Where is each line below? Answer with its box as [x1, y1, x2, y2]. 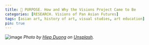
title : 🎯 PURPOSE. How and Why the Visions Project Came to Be [5, 7, 136, 12]
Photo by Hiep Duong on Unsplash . [23, 34, 94, 40]
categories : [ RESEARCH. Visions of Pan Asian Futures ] [5, 12, 119, 17]
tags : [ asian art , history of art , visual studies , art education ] [5, 16, 145, 21]
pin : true [5, 21, 25, 26]
